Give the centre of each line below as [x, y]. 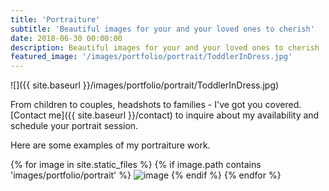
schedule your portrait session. [74, 126]
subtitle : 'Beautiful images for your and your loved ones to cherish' [162, 29]
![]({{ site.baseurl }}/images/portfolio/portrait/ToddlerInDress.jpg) [145, 85]
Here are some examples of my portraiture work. [110, 145]
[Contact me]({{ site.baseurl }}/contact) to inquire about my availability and [165, 115]
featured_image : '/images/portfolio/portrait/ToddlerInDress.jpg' [151, 57]
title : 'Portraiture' [55, 19]
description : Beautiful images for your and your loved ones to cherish [165, 47]
